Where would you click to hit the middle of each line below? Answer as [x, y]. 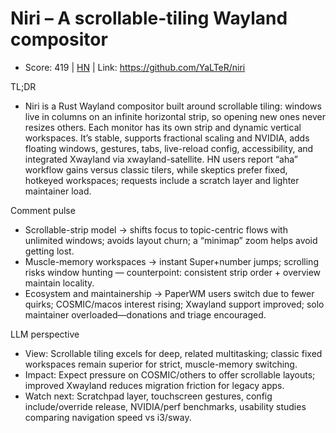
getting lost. [49, 251]
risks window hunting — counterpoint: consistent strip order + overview [173, 272]
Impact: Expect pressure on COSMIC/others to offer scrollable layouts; [170, 374]
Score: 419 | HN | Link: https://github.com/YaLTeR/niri [135, 67]
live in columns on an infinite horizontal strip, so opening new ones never [175, 116]
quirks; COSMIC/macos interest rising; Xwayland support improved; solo [174, 304]
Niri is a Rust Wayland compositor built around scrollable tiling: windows [173, 106]
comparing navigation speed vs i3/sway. [108, 417]
